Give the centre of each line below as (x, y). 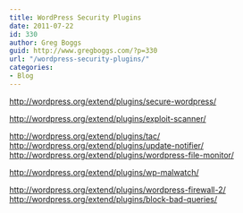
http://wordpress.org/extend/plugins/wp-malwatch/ (104, 172)
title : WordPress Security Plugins (75, 17)
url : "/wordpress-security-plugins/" (80, 59)
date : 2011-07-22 (42, 26)
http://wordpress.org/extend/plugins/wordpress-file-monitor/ (121, 155)
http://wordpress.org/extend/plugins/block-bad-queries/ (113, 199)
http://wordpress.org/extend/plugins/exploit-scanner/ (108, 118)
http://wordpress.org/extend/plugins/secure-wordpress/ (113, 101)
